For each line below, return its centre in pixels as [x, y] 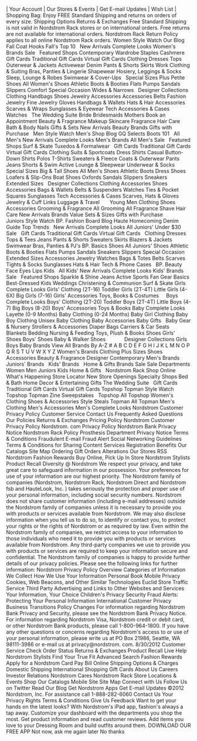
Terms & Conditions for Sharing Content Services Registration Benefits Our [96, 445]
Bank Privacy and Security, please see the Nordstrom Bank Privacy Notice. [96, 613]
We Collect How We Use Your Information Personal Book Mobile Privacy [93, 576]
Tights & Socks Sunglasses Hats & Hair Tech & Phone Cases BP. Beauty [94, 264]
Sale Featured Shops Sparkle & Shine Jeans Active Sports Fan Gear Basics [98, 277]
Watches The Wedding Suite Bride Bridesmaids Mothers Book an [86, 115]
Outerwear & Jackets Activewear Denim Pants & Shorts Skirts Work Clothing [98, 65]
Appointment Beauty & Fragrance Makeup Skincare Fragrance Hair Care [93, 121]
